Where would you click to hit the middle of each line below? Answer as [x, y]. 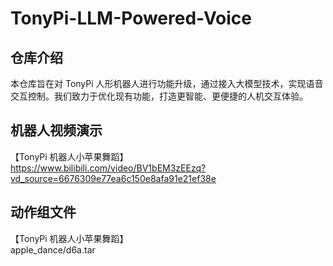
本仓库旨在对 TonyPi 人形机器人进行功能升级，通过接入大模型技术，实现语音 [167, 83]
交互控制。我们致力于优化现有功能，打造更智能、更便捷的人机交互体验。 [159, 96]
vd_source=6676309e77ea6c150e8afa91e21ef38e [113, 178]
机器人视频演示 [56, 130]
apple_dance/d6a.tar [53, 249]
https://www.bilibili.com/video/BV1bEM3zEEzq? [108, 168]
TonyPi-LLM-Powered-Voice [131, 18]
